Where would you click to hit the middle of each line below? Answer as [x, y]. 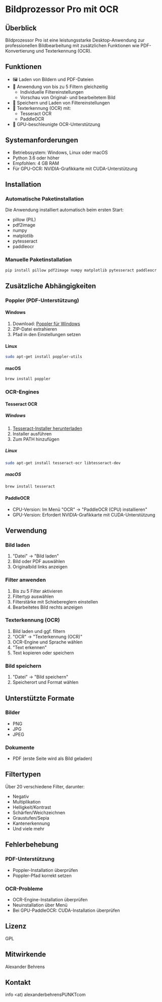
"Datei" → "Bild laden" [36, 556]
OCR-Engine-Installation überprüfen [50, 899]
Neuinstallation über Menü [40, 905]
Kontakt [18, 983]
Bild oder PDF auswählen [39, 562]
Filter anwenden [26, 580]
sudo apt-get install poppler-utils [44, 357]
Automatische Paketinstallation [45, 198]
